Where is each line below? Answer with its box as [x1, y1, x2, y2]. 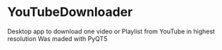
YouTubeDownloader [7, 4, 133, 20]
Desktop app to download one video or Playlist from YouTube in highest [7, 27, 215, 35]
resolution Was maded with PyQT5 [7, 34, 108, 42]
